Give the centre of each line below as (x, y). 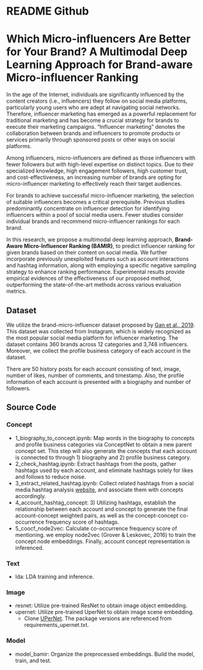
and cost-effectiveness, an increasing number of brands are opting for (94, 177)
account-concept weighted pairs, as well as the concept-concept (97, 515)
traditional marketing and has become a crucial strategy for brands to (93, 120)
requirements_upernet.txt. (56, 625)
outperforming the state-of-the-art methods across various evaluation (94, 285)
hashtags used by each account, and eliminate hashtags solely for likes (104, 470)
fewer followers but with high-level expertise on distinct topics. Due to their (100, 165)
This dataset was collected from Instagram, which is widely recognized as (99, 331)
